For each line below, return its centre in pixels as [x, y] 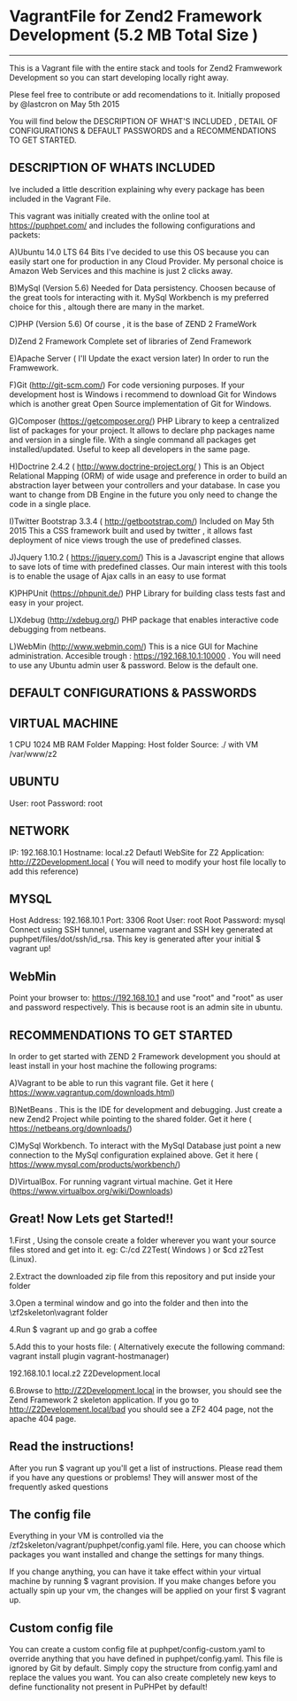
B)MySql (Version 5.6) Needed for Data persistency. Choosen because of [142, 288]
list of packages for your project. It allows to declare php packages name [142, 430]
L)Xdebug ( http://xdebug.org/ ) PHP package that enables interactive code [144, 620]
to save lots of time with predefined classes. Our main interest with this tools [148, 566]
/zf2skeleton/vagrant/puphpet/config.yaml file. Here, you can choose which [147, 1545]
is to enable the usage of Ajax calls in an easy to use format [118, 576]
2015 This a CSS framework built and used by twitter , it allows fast [131, 530]
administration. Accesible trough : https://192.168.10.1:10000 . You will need [145, 655]
